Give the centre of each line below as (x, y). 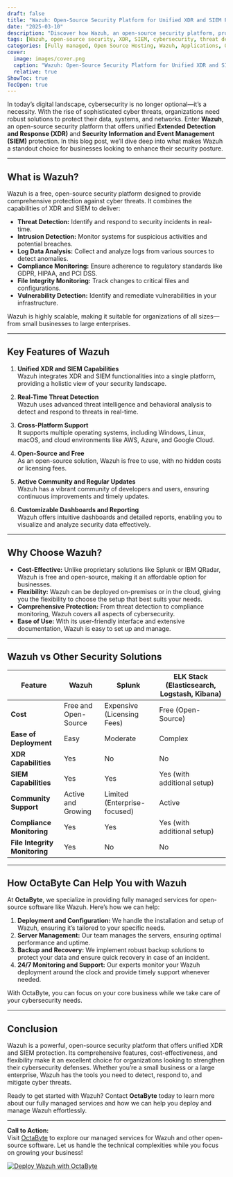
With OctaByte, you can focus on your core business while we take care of (114, 993)
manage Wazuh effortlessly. (47, 1110)
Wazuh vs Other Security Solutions (85, 657)
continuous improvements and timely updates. (84, 496)
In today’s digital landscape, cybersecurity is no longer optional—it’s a (107, 104)
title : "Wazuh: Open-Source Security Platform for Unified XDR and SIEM (114, 20)
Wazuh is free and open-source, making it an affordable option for (112, 577)
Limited (116, 794)
